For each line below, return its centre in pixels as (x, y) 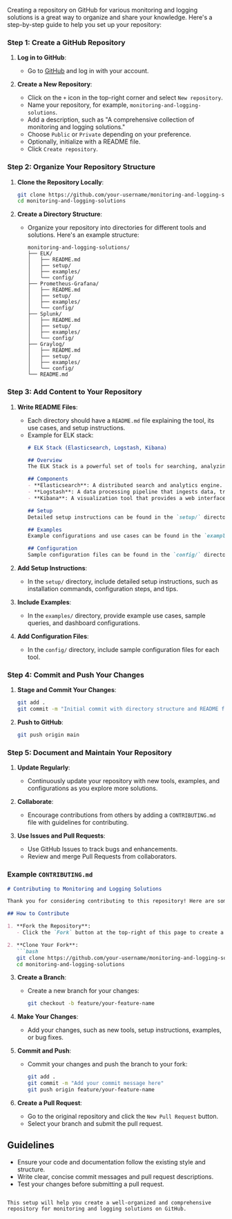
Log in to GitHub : (42, 57)
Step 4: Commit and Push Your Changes (76, 675)
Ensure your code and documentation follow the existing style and (111, 1162)
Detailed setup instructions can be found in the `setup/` (114, 517)
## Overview (45, 460)
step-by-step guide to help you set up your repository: (85, 25)
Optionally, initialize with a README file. (84, 142)
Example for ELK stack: (60, 435)
